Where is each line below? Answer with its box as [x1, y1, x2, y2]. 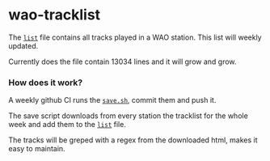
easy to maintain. [8, 144, 66, 154]
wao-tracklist [8, 6, 101, 24]
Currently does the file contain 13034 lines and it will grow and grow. [8, 57, 237, 66]
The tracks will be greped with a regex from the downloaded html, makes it [8, 135, 258, 145]
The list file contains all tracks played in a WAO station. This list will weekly [8, 32, 262, 42]
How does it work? [8, 77, 83, 88]
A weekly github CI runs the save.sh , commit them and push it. [8, 95, 217, 105]
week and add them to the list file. [8, 120, 127, 129]
